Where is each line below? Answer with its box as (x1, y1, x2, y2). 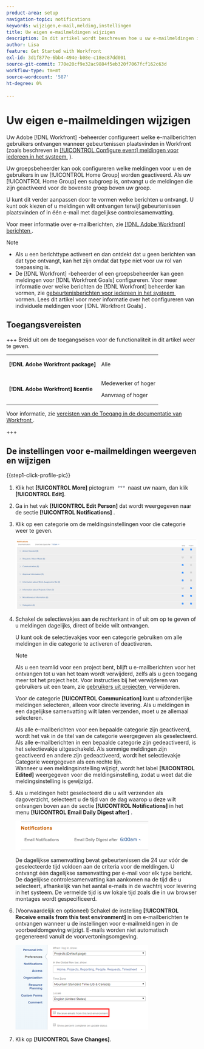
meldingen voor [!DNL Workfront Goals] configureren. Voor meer (15, 276, 178, 284)
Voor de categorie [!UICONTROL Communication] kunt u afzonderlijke (15, 695, 193, 702)
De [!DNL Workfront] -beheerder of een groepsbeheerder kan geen (15, 270, 184, 278)
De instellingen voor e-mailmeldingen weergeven (6, 446, 197, 456)
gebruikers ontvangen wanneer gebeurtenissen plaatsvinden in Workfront (6, 140, 191, 148)
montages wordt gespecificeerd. (15, 895, 97, 903)
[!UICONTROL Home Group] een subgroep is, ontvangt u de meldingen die (6, 178, 193, 185)
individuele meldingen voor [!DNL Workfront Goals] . (15, 302, 147, 310)
